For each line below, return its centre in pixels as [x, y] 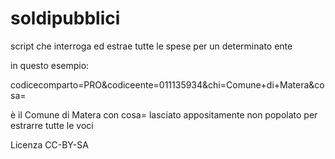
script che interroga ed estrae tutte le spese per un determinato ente [151, 46]
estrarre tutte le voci [52, 125]
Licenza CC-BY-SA [49, 144]
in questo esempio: [50, 65]
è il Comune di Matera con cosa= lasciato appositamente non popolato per [164, 114]
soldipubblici [65, 18]
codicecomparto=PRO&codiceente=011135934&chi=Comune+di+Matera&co [167, 84]
